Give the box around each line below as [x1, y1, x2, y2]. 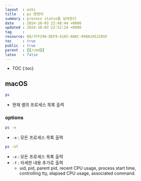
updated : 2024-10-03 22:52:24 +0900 [5, 25, 82, 30]
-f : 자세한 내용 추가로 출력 [12, 160, 63, 165]
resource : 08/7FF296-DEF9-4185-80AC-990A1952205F [5, 34, 108, 39]
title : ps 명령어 [5, 12, 44, 16]
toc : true [5, 39, 36, 44]
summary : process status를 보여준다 [5, 16, 76, 21]
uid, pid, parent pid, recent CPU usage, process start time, [19, 165, 136, 171]
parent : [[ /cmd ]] [5, 48, 45, 52]
